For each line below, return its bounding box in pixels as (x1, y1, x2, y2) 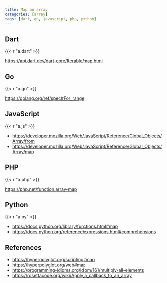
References (5, 243, 42, 252)
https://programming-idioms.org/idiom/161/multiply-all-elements (12, 267, 144, 273)
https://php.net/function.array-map (5, 186, 77, 192)
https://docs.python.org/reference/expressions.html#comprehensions (12, 229, 156, 235)
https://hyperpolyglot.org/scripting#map (12, 257, 95, 263)
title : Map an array (5, 7, 48, 12)
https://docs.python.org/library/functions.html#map (12, 223, 118, 230)
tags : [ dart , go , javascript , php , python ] (5, 16, 97, 21)
